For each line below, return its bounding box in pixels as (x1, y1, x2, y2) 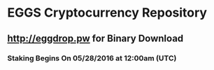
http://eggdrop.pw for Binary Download (7, 33, 184, 44)
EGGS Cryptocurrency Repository (7, 5, 208, 21)
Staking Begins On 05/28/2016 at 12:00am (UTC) (7, 53, 177, 63)
